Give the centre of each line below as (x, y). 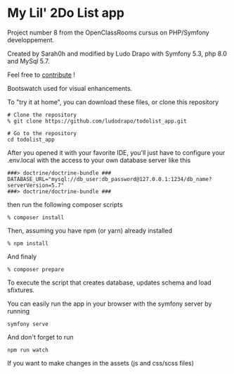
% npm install (28, 243)
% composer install (36, 217)
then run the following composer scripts (65, 204)
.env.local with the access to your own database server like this (99, 160)
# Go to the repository (42, 133)
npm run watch (28, 350)
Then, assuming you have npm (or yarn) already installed (90, 230)
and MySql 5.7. (29, 61)
